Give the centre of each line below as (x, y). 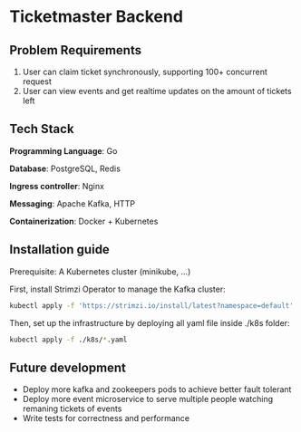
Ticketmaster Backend (97, 17)
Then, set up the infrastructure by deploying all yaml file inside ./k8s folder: (150, 322)
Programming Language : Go (63, 150)
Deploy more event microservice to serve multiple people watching (148, 399)
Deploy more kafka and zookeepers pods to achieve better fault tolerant (157, 389)
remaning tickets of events (72, 408)
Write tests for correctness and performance (106, 418)
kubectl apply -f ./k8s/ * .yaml (68, 340)
